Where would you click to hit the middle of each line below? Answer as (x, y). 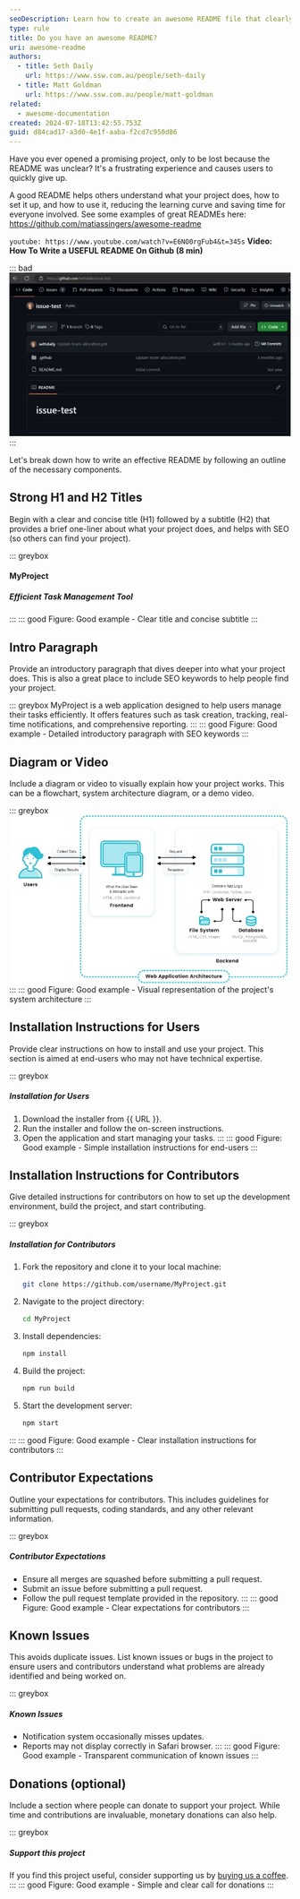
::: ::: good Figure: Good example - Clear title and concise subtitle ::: (134, 619)
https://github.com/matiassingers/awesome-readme (105, 224)
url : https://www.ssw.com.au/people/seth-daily (115, 76)
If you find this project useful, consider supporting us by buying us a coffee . (149, 1876)
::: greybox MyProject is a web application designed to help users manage (146, 705)
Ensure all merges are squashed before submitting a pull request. (142, 1579)
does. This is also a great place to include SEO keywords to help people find (149, 679)
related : (25, 104)
